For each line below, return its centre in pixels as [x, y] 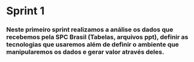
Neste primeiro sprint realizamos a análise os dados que [90, 30]
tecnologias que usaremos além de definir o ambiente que [92, 45]
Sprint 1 [26, 11]
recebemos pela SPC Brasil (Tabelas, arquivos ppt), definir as [97, 37]
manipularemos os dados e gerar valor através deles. [85, 52]
